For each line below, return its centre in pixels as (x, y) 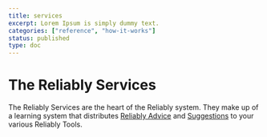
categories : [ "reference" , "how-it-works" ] (82, 30)
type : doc (25, 46)
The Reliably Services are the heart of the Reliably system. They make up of (133, 107)
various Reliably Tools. (45, 124)
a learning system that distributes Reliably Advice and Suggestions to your (131, 116)
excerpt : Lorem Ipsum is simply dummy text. (84, 23)
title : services (35, 16)
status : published (39, 38)
